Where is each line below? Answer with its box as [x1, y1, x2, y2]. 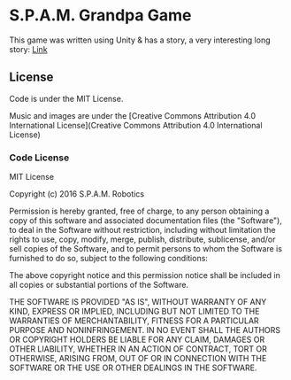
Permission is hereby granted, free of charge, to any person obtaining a [9, 206, 270, 217]
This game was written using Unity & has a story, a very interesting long [9, 35, 272, 45]
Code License [9, 151, 70, 164]
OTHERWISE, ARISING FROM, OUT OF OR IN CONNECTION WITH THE [9, 353, 267, 364]
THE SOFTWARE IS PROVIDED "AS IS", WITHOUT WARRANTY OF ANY [9, 297, 267, 307]
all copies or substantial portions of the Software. [9, 280, 188, 291]
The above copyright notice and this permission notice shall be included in [9, 270, 280, 281]
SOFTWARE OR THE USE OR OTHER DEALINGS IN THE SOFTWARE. [9, 362, 257, 373]
